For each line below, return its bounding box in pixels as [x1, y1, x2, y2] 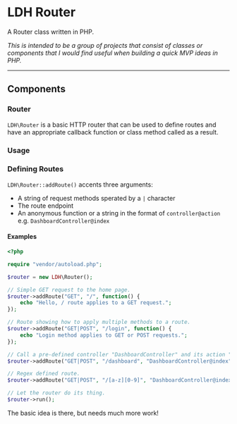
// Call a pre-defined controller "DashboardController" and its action [7, 351, 226, 358]
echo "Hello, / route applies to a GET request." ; [20, 299, 172, 306]
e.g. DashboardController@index [17, 216, 110, 225]
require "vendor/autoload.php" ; [7, 261, 102, 268]
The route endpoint [17, 201, 74, 210]
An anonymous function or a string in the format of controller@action [17, 208, 221, 217]
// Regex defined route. [7, 370, 80, 378]
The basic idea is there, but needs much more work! [7, 409, 159, 417]
